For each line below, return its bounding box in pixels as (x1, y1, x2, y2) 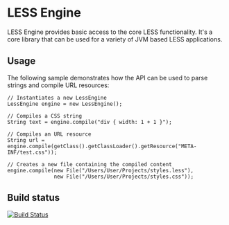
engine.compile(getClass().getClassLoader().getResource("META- (7, 143, 197, 150)
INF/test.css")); (7, 149, 58, 156)
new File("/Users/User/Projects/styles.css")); (53, 173, 194, 180)
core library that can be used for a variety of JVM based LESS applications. (7, 35, 223, 43)
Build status (7, 192, 60, 204)
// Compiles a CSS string (7, 112, 82, 119)
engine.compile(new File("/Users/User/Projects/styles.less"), (7, 167, 194, 174)
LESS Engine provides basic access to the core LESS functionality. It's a (7, 28, 213, 36)
